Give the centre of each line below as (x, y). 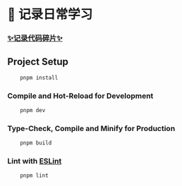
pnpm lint (35, 176)
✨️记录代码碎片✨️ (35, 38)
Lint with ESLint (35, 161)
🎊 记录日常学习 (50, 14)
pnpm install (39, 77)
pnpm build (36, 143)
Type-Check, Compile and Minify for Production (91, 128)
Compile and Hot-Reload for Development (80, 96)
